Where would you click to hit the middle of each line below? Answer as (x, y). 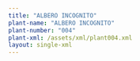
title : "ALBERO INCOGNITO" (53, 15)
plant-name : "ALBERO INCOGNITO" (61, 23)
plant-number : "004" (42, 30)
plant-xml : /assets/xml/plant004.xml (70, 38)
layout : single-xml (40, 45)
